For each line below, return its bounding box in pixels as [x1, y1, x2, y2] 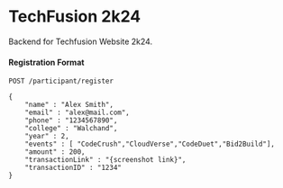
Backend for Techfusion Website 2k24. [8, 36, 153, 47]
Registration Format [8, 57, 85, 67]
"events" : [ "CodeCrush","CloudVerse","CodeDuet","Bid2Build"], [24, 139, 276, 149]
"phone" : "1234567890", [24, 116, 118, 125]
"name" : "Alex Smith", [24, 101, 114, 110]
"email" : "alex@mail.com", [24, 108, 130, 118]
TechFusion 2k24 [8, 6, 141, 27]
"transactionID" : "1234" [24, 164, 123, 173]
